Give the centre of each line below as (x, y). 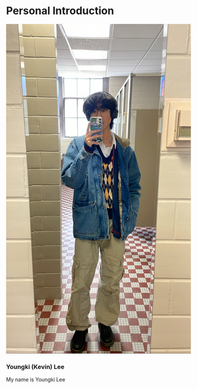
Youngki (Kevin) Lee (35, 367)
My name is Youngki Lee (36, 380)
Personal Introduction (60, 11)
